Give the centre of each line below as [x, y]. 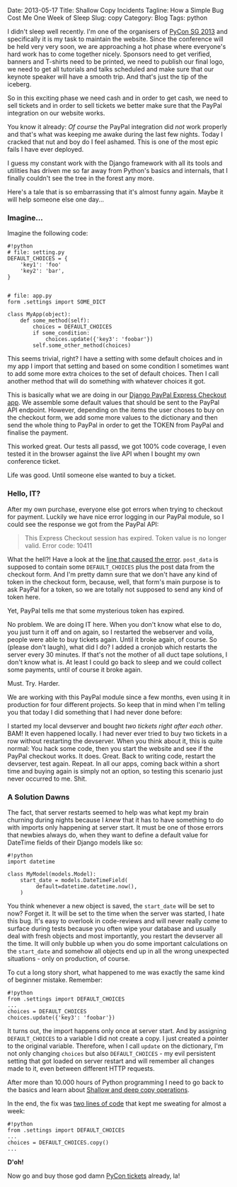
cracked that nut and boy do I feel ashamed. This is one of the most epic [113, 142]
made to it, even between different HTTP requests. [81, 1068]
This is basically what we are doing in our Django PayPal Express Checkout [117, 395]
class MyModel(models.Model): [52, 874]
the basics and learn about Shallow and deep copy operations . [98, 1090]
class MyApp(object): [39, 315]
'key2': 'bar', [42, 271]
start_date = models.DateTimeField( [74, 880]
